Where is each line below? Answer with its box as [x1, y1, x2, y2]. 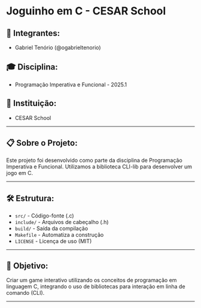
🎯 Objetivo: [6, 261, 48, 271]
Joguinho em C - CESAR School [6, 4, 166, 18]
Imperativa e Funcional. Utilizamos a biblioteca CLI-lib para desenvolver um [6, 163, 193, 170]
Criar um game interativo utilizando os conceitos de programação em [6, 277, 177, 284]
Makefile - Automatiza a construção [14, 231, 104, 238]
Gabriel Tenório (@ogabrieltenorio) [14, 44, 101, 51]
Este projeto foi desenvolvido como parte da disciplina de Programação [6, 157, 182, 164]
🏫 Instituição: [6, 98, 57, 108]
